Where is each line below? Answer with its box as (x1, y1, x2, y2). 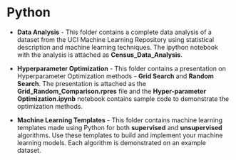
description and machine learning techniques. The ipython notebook (16, 43, 219, 51)
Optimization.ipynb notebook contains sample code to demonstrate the (16, 94, 230, 103)
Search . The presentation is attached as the (16, 79, 147, 87)
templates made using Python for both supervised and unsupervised (16, 123, 222, 132)
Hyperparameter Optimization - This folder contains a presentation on (16, 64, 226, 73)
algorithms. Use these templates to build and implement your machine (16, 131, 223, 139)
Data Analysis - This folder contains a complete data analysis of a (16, 28, 212, 36)
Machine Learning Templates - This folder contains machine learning (16, 115, 222, 124)
